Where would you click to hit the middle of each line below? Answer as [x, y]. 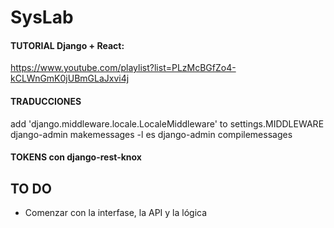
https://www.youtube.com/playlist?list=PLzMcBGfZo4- [123, 68]
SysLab [42, 17]
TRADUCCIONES [46, 101]
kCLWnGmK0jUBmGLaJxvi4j [70, 78]
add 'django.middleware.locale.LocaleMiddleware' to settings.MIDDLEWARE [167, 123]
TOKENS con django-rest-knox [76, 157]
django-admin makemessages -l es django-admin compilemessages [151, 134]
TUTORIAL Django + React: [67, 45]
